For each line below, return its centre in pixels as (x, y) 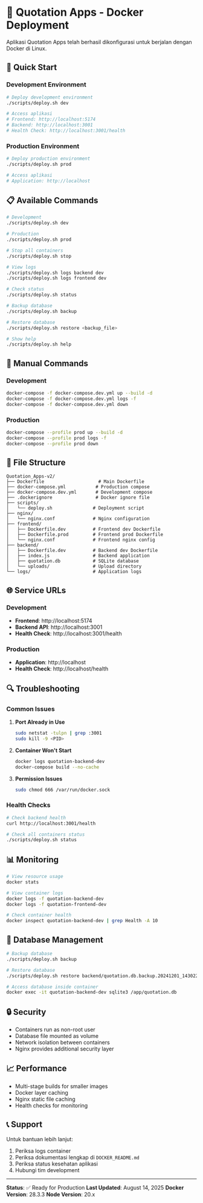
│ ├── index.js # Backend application (78, 556)
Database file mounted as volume (56, 1036)
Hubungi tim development (47, 1170)
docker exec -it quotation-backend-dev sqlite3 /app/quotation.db (92, 992)
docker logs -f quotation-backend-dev (55, 899)
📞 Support (24, 1125)
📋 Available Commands (52, 201)
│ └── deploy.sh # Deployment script (76, 508)
